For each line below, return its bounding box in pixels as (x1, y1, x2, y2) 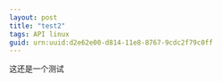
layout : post (9, 12, 58, 22)
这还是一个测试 (9, 63, 64, 74)
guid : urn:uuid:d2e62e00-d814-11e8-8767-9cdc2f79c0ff (9, 37, 214, 47)
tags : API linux (9, 29, 70, 38)
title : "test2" (9, 21, 66, 30)
